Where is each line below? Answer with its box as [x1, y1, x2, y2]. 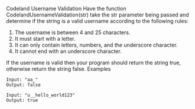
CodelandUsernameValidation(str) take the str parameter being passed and [6, 11, 189, 18]
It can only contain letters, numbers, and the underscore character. [14, 41, 178, 48]
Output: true [6, 97, 38, 103]
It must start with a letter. [14, 35, 76, 42]
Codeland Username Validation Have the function [6, 5, 127, 12]
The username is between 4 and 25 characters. [14, 29, 131, 36]
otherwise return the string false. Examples [6, 65, 111, 72]
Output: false [6, 82, 41, 88]
